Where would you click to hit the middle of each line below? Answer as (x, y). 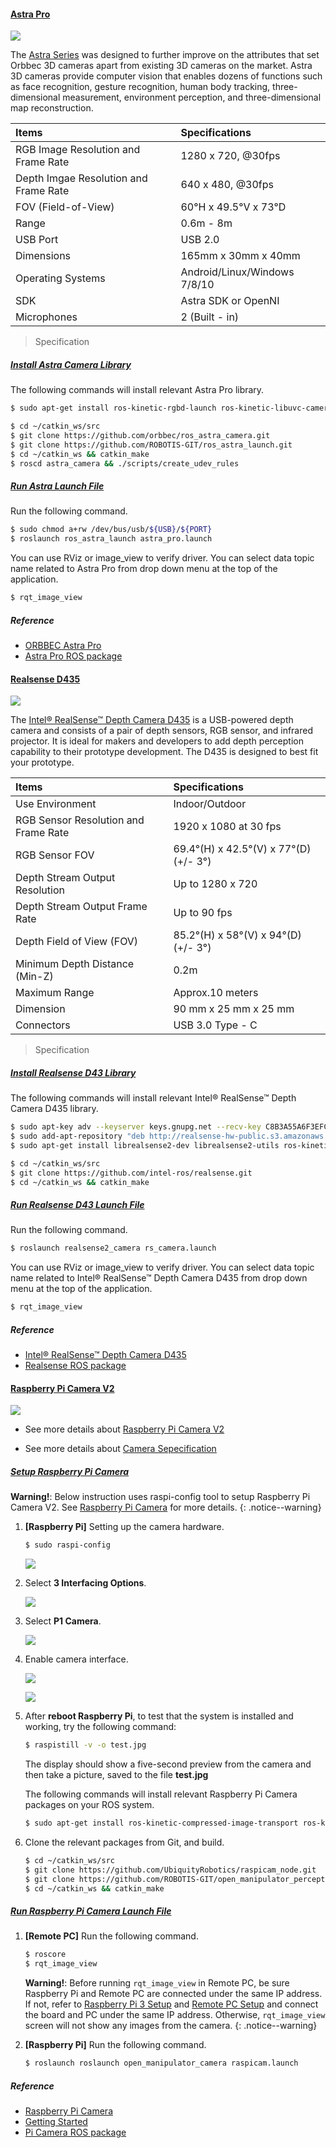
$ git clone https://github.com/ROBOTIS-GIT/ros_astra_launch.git (151, 445)
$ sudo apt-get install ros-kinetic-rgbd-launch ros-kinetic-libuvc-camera (171, 408)
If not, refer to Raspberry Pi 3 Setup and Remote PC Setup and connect (171, 2004)
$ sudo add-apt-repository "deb (77, 1136)
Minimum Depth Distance (75, 964)
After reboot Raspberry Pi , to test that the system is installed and (159, 1716)
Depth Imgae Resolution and (81, 178)
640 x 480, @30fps (227, 185)
